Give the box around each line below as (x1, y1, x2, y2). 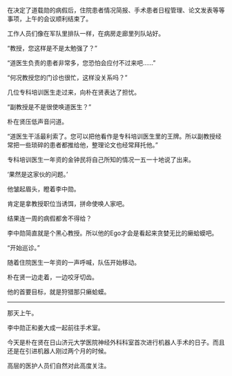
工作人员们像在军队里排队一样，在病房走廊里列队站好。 (7, 30, 164, 37)
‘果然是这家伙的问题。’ (7, 170, 68, 178)
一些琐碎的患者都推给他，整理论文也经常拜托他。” (19, 141, 159, 149)
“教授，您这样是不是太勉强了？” (7, 44, 98, 52)
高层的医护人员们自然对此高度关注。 (7, 361, 110, 370)
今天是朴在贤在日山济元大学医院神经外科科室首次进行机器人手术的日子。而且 (7, 338, 225, 346)
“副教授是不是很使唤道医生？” (7, 103, 92, 111)
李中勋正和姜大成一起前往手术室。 (7, 323, 104, 332)
